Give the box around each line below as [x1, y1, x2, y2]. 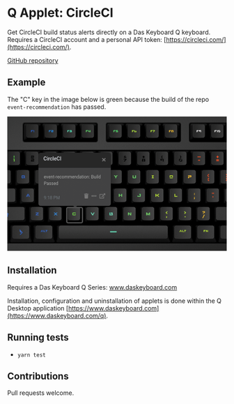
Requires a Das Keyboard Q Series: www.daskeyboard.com [7, 283, 178, 291]
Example [7, 77, 46, 89]
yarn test [17, 351, 47, 359]
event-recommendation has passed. [7, 103, 107, 111]
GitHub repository [7, 56, 58, 64]
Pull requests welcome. [7, 389, 75, 397]
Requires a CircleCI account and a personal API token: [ [7, 35, 166, 43]
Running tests [7, 331, 70, 343]
